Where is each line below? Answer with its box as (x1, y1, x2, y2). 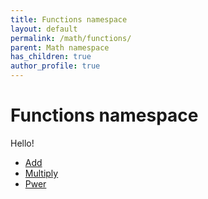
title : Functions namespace (10, 14, 128, 25)
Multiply (24, 167, 59, 179)
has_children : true (10, 52, 92, 62)
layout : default (10, 24, 78, 34)
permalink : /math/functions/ (10, 33, 132, 43)
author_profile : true (10, 61, 101, 71)
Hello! (10, 137, 35, 149)
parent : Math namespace (10, 42, 110, 53)
